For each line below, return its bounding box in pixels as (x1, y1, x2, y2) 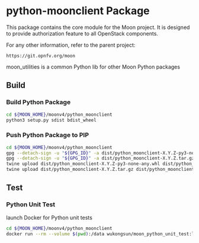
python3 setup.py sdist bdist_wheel (6, 117, 97, 123)
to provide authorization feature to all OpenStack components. (6, 30, 159, 37)
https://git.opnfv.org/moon (6, 53, 76, 59)
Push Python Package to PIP (6, 131, 89, 140)
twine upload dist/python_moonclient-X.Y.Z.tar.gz (6, 167, 134, 173)
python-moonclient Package (6, 4, 150, 18)
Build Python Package (6, 98, 71, 106)
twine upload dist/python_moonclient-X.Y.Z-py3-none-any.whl (6, 161, 161, 167)
